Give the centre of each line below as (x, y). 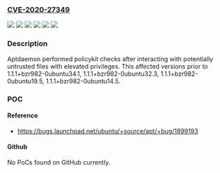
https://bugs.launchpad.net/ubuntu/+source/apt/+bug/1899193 (108, 131)
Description (28, 44)
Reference (23, 115)
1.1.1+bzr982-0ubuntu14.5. (83, 81)
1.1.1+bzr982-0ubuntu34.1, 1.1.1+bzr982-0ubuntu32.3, (83, 74)
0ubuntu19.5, (26, 81)
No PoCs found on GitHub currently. (59, 162)
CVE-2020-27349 (39, 10)
